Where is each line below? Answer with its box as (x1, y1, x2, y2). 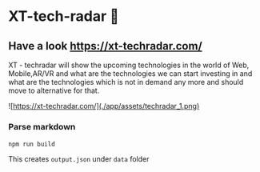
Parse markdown (8, 121, 76, 132)
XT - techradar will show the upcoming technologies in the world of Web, (8, 60, 250, 70)
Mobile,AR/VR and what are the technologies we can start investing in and (8, 69, 253, 78)
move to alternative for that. (8, 86, 100, 95)
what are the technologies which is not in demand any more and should (8, 78, 244, 86)
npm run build (8, 140, 56, 149)
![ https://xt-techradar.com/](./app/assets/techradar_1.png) (8, 102, 200, 110)
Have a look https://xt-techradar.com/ (8, 39, 202, 53)
